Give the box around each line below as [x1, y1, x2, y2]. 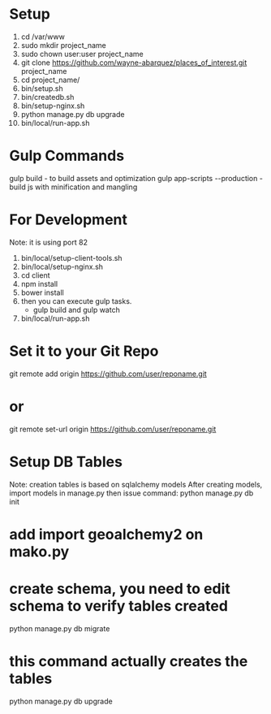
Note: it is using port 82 [9, 237, 88, 247]
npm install [20, 279, 58, 288]
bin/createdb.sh [20, 92, 75, 102]
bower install [20, 288, 64, 297]
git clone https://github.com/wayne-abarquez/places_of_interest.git [20, 58, 247, 67]
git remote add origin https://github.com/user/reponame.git [9, 369, 208, 379]
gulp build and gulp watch [32, 305, 120, 314]
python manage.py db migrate [9, 623, 110, 634]
